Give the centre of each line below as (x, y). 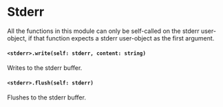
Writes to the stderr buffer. (45, 68)
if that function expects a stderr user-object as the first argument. (121, 38)
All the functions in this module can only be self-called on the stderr (103, 31)
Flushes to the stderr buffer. (46, 97)
